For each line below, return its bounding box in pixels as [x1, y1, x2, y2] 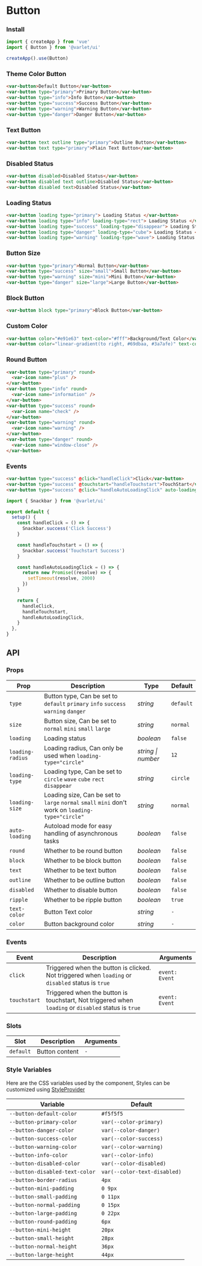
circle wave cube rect [44, 776, 105, 782]
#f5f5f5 [101, 1110, 123, 1117]
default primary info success [44, 700, 126, 707]
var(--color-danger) [101, 1127, 161, 1134]
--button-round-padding [9, 1218, 78, 1225]
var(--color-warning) [101, 1143, 164, 1150]
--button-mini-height [9, 1226, 71, 1233]
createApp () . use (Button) [6, 56, 69, 62]
